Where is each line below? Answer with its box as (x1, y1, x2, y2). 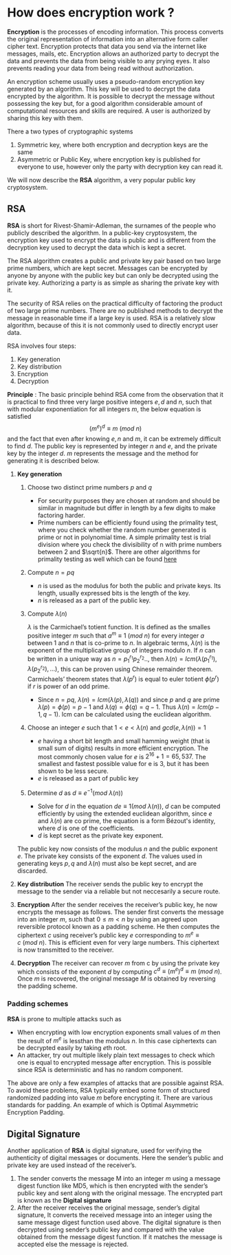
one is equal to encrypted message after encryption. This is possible (16, 1058, 212, 1067)
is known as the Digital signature (16, 1197, 112, 1205)
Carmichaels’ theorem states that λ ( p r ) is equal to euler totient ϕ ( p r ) (27, 673, 220, 683)
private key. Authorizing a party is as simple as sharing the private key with (7, 279, 220, 287)
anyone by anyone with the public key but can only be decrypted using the (7, 271, 219, 279)
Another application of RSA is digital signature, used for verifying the (7, 1146, 202, 1155)
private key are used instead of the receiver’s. (7, 1161, 137, 1170)
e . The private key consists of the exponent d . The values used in (16, 851, 203, 860)
